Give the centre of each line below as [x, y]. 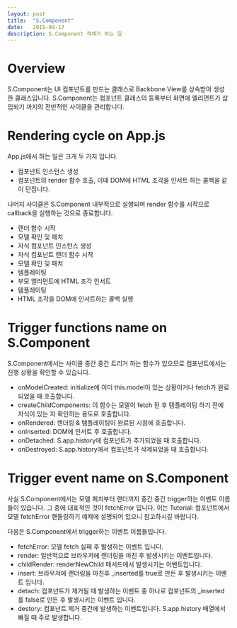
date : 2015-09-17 [36, 27]
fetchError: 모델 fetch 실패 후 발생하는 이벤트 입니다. [91, 547]
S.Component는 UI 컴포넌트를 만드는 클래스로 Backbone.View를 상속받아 [110, 89]
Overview [36, 69]
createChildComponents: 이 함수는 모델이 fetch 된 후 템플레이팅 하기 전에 [121, 405]
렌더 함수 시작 [36, 228]
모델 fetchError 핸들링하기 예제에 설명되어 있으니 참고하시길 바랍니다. [103, 516]
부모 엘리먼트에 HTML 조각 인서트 [64, 281]
